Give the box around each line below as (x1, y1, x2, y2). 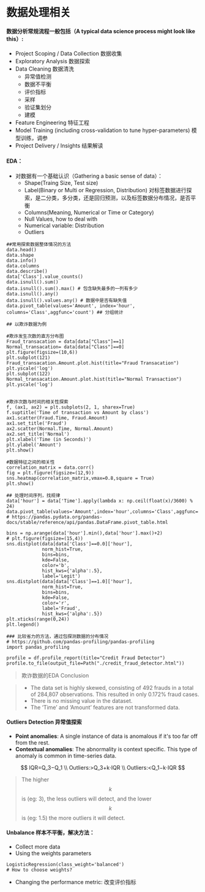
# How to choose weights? (6, 867, 72, 873)
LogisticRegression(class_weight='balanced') (6, 861, 124, 867)
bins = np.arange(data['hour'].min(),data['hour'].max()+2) (6, 530, 163, 536)
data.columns (6, 262, 40, 269)
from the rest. (15, 738, 50, 746)
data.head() (6, 246, 37, 252)
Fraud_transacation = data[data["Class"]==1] (6, 338, 124, 345)
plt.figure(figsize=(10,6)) (6, 349, 78, 355)
